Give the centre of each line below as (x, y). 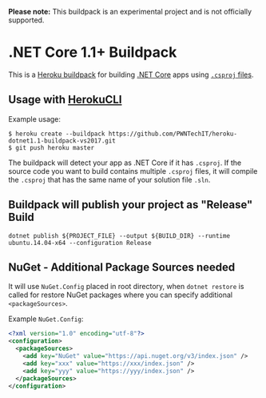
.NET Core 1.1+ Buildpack (93, 52)
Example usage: (35, 119)
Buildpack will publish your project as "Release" (131, 205)
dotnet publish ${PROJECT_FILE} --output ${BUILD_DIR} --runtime (119, 235)
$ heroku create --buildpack (57, 134)
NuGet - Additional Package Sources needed (122, 267)
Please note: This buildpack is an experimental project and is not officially (130, 12)
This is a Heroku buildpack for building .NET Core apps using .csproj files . (131, 74)
